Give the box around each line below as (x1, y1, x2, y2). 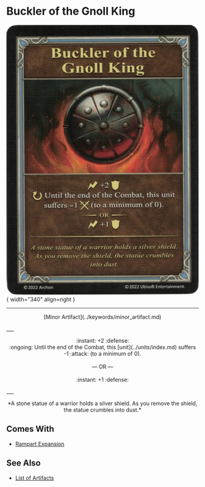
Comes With (6, 424, 55, 434)
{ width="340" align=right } (6, 296, 76, 303)
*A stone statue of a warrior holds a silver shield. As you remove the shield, (7, 400, 198, 407)
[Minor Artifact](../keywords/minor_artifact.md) (43, 313, 162, 321)
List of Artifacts (15, 474, 54, 481)
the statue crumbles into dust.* (63, 406, 142, 414)
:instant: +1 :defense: (76, 376, 129, 383)
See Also (6, 458, 41, 469)
